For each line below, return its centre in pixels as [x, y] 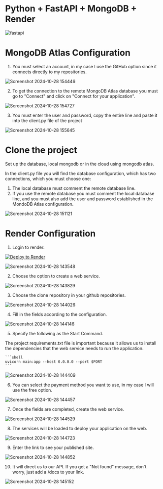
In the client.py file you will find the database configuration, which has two [81, 173]
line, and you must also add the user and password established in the [82, 199]
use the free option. [32, 390]
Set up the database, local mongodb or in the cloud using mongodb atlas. [80, 164]
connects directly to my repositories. [49, 72]
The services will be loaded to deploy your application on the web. [80, 428]
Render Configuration [50, 233]
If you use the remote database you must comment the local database [83, 193]
